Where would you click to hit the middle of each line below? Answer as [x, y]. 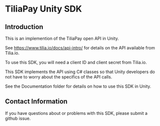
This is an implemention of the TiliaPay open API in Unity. [62, 38]
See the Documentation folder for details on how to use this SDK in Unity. [78, 86]
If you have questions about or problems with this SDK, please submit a [76, 113]
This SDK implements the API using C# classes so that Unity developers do [80, 72]
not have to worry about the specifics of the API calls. [59, 77]
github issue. [18, 118]
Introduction [24, 27]
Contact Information [36, 102]
